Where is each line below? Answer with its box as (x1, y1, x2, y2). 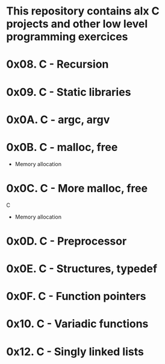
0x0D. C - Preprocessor (6, 234, 127, 248)
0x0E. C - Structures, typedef (6, 262, 158, 275)
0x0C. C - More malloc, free (6, 181, 148, 195)
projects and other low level (6, 17, 148, 31)
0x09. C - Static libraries (6, 85, 131, 99)
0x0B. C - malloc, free (6, 140, 118, 154)
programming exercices (6, 30, 128, 43)
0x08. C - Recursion (6, 57, 109, 71)
